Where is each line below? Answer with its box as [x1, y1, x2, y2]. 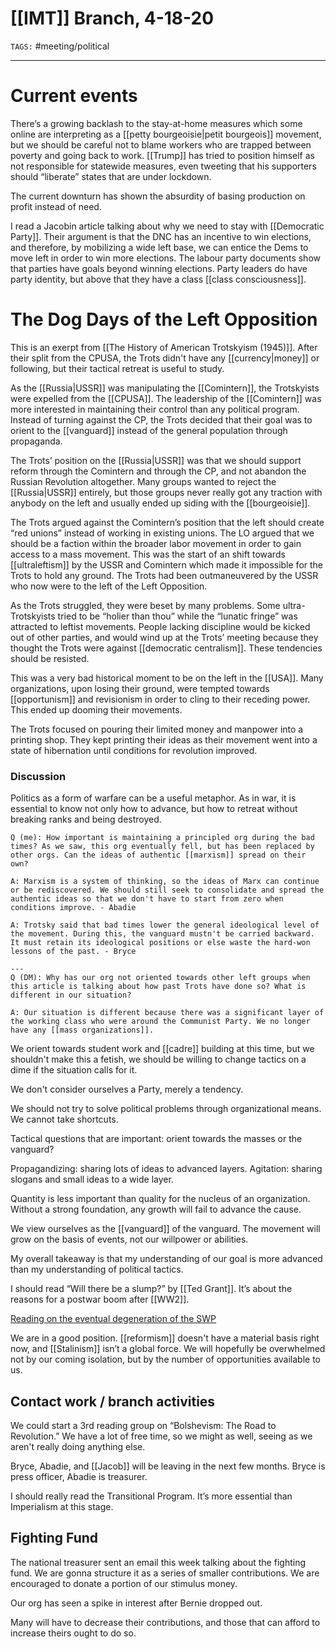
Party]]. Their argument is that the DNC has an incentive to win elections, [10, 230, 312, 242]
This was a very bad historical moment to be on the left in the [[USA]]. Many [10, 672, 324, 684]
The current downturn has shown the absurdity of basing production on [10, 190, 306, 202]
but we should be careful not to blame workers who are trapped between [10, 138, 312, 151]
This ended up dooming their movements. [10, 703, 183, 716]
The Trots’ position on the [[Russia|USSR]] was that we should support [10, 454, 302, 466]
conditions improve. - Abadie [10, 903, 137, 913]
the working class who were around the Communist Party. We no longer [10, 1017, 311, 1027]
